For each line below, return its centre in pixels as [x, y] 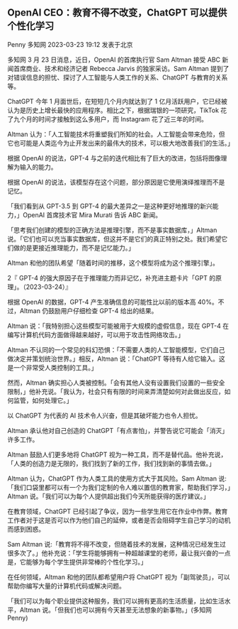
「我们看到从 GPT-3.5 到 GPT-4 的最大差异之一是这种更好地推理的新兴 [110, 206]
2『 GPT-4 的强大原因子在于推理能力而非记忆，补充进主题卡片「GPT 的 [112, 278]
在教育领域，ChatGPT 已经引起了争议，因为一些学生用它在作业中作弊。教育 [118, 511]
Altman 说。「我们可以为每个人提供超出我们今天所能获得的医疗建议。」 [109, 496]
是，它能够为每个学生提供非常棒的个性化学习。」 [77, 562]
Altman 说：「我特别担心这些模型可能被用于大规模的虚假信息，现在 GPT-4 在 [118, 326]
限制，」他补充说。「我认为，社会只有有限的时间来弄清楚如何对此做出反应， [116, 391]
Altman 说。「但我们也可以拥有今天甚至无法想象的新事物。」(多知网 [116, 610]
